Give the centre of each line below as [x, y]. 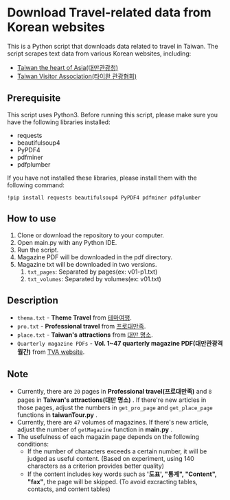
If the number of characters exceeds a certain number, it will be [117, 451]
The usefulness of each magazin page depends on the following [108, 437]
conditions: [33, 444]
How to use [32, 218]
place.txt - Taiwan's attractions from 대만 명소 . [85, 335]
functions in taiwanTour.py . [57, 415]
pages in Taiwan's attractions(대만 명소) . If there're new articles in [112, 400]
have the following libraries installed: [59, 122]
